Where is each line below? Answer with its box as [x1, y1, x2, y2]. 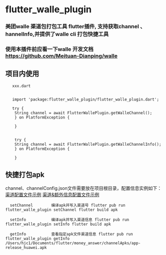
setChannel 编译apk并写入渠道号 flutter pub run [10, 203, 126, 208]
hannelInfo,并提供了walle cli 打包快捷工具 [5, 31, 109, 38]
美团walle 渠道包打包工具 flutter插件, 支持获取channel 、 [5, 23, 146, 30]
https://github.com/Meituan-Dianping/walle [5, 52, 118, 60]
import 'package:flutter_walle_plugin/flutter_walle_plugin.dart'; [12, 96, 159, 102]
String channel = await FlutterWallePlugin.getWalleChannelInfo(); [14, 142, 161, 147]
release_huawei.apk [5, 245, 47, 250]
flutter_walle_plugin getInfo [5, 236, 70, 241]
